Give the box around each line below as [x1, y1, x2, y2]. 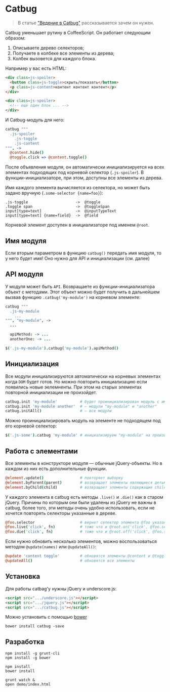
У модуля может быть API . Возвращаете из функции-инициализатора [5, 283, 155, 289]
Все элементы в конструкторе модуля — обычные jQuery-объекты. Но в [5, 460, 163, 466]
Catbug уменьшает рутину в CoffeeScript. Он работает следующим [5, 29, 151, 35]
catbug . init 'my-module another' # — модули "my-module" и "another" [5, 404, 157, 409]
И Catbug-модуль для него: [5, 117, 65, 123]
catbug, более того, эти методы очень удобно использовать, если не [5, 504, 155, 511]
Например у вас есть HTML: [5, 65, 67, 71]
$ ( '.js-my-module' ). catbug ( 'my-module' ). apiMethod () [5, 345, 119, 351]
